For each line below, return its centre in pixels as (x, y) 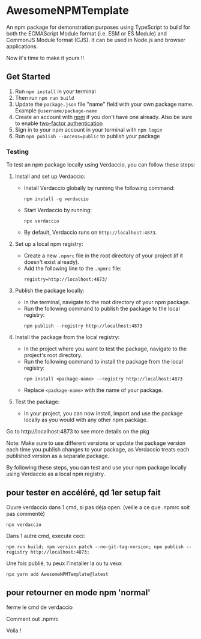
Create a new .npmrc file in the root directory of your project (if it (103, 255)
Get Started (28, 77)
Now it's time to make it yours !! (45, 58)
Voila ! (14, 630)
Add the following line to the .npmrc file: (73, 269)
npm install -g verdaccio (56, 199)
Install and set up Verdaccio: (50, 176)
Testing (17, 151)
